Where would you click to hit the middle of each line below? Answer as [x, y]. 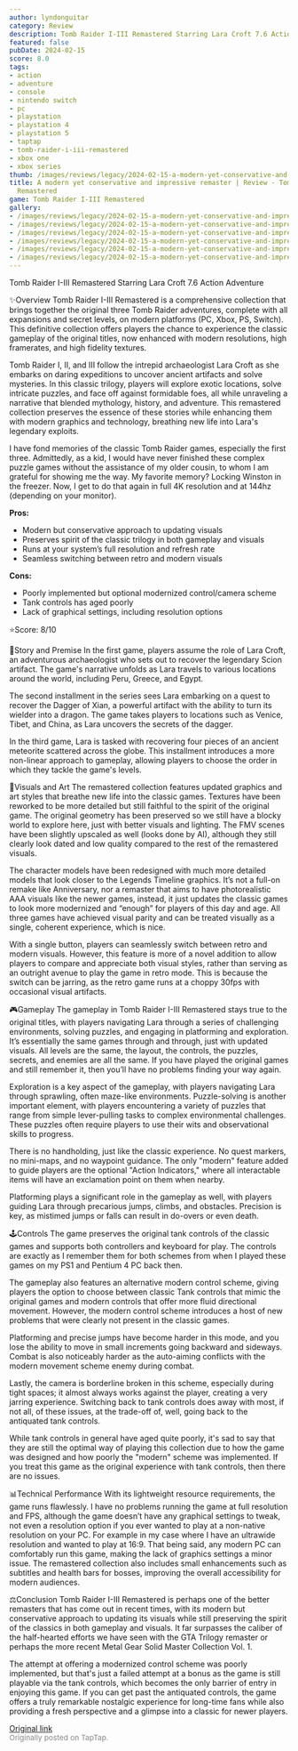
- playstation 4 [39, 125]
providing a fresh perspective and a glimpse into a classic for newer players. [149, 1711]
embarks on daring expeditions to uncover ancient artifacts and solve [136, 374]
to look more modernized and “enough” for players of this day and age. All [145, 908]
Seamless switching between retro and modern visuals [122, 558]
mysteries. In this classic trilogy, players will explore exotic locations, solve [145, 384]
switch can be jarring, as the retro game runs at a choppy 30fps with [134, 982]
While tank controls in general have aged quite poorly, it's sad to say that [142, 1438]
